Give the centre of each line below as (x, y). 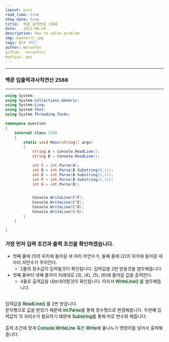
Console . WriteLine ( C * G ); (58, 212)
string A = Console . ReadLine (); (66, 152)
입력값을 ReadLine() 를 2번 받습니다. (41, 304)
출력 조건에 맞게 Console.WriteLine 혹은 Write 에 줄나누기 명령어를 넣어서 (77, 328)
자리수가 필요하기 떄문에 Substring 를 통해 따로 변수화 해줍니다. (86, 316)
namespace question (26, 124)
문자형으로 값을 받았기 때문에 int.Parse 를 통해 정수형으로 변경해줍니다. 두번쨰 (81, 310)
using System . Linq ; (26, 105)
